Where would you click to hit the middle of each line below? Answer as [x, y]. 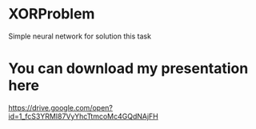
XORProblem [52, 14]
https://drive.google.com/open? [61, 107]
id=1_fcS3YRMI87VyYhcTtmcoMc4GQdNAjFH [83, 116]
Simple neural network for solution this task [80, 36]
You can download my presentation [128, 69]
